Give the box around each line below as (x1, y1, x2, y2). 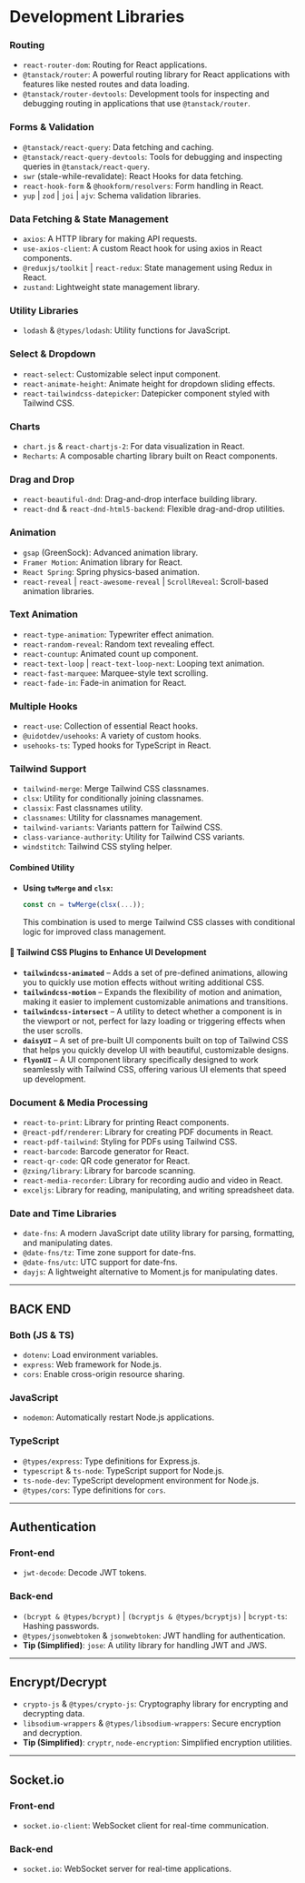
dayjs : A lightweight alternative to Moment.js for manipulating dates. (22, 1266, 279, 1277)
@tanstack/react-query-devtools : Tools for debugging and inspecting (22, 151, 283, 162)
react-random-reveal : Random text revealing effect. (22, 639, 215, 649)
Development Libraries (9, 6, 185, 27)
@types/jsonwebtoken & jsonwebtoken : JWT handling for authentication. (22, 1630, 286, 1641)
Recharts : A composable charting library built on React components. (22, 450, 279, 461)
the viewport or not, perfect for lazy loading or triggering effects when (22, 1015, 286, 1026)
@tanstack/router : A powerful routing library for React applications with (22, 69, 290, 80)
